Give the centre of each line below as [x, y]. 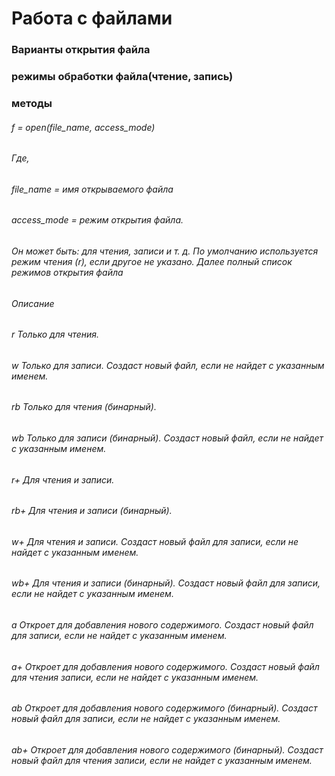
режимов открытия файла [67, 272]
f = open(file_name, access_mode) [83, 127]
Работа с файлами [92, 18]
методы [32, 103]
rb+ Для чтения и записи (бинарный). [92, 511]
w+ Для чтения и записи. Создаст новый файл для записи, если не [155, 541]
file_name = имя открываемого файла [92, 189]
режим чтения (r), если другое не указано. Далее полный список [152, 261]
